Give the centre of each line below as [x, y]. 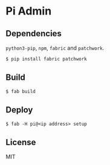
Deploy [19, 110]
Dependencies [34, 34]
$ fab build [21, 91]
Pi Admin [29, 11]
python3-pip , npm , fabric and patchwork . [55, 48]
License [21, 142]
